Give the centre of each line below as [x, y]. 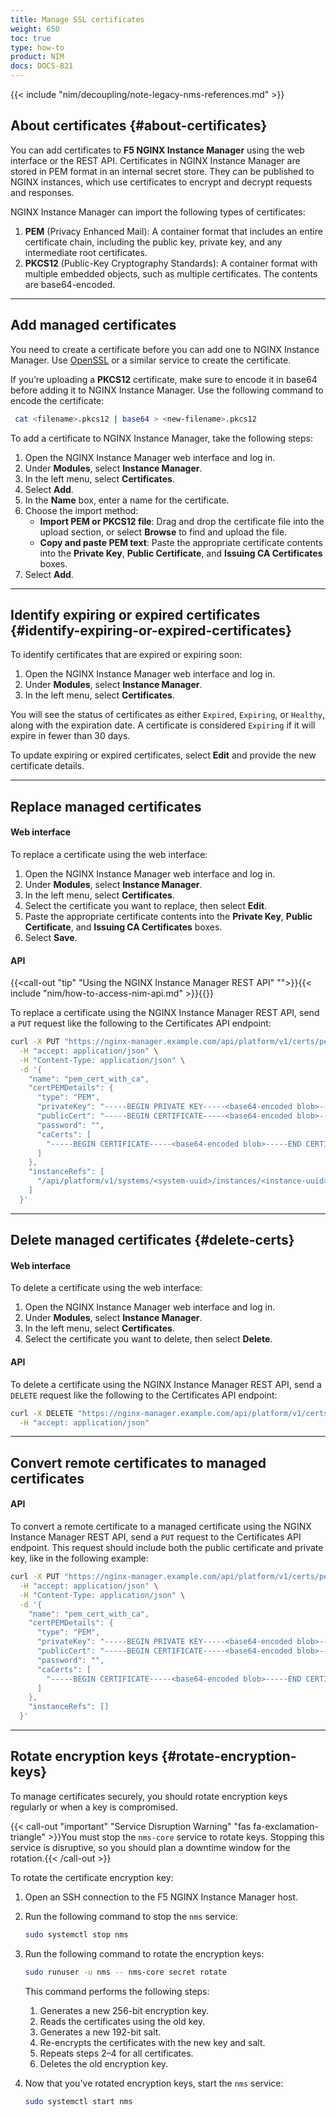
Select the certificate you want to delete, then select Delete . [148, 1339]
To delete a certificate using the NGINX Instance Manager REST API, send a [166, 1384]
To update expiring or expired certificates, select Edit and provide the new [163, 755]
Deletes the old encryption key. [104, 2063]
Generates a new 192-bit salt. [100, 2032]
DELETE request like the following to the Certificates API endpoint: [144, 1395]
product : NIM [37, 57]
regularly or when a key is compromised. [94, 1807]
